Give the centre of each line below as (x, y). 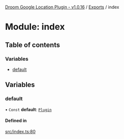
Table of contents (32, 45)
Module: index (35, 27)
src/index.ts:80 (20, 131)
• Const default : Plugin (28, 109)
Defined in (16, 121)
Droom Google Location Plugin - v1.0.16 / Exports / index (62, 7)
